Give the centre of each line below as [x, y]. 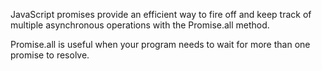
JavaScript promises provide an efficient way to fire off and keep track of [161, 14]
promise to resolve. [50, 55]
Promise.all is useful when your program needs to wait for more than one [160, 44]
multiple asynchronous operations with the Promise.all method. [140, 25]
